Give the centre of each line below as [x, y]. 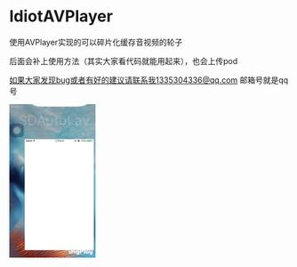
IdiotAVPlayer [61, 16]
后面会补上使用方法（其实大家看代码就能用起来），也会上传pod [124, 61]
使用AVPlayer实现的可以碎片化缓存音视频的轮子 [96, 42]
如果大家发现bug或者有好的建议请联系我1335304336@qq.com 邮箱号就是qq [149, 80]
